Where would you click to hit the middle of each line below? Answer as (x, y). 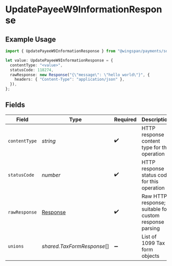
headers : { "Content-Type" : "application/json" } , (70, 80)
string (49, 141)
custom (150, 215)
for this (150, 181)
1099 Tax (153, 243)
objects (150, 256)
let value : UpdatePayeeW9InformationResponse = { (59, 60)
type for (151, 147)
